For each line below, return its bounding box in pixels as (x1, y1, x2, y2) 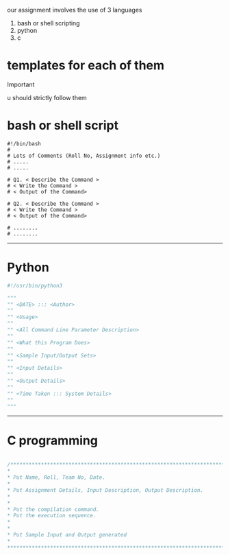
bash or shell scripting (16, 19, 80, 27)
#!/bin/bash (7, 140, 41, 147)
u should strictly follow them (7, 93, 87, 102)
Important (7, 80, 35, 88)
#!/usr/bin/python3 (7, 282, 63, 289)
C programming (7, 432, 98, 448)
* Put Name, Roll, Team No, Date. (7, 474, 106, 481)
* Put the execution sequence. (7, 512, 97, 519)
